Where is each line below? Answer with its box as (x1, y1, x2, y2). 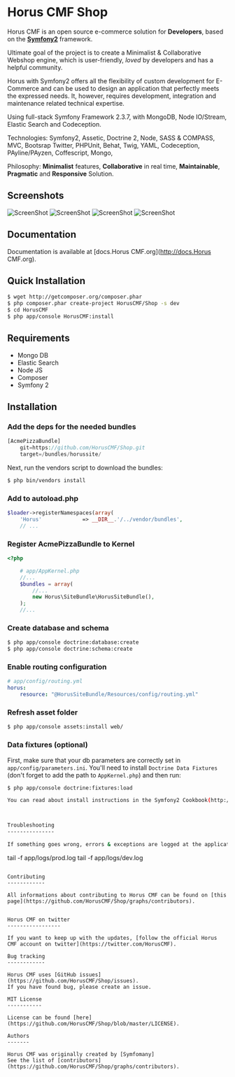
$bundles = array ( (20, 580, 73, 588)
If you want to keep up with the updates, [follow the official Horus (7, 934, 218, 941)
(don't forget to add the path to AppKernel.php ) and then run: (7, 770, 182, 779)
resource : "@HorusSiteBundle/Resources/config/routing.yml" (20, 691, 199, 698)
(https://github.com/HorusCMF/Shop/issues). (7, 977, 139, 984)
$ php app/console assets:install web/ (7, 724, 124, 731)
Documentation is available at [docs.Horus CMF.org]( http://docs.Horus (7, 247, 211, 255)
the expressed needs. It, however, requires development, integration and (7, 92, 217, 100)
